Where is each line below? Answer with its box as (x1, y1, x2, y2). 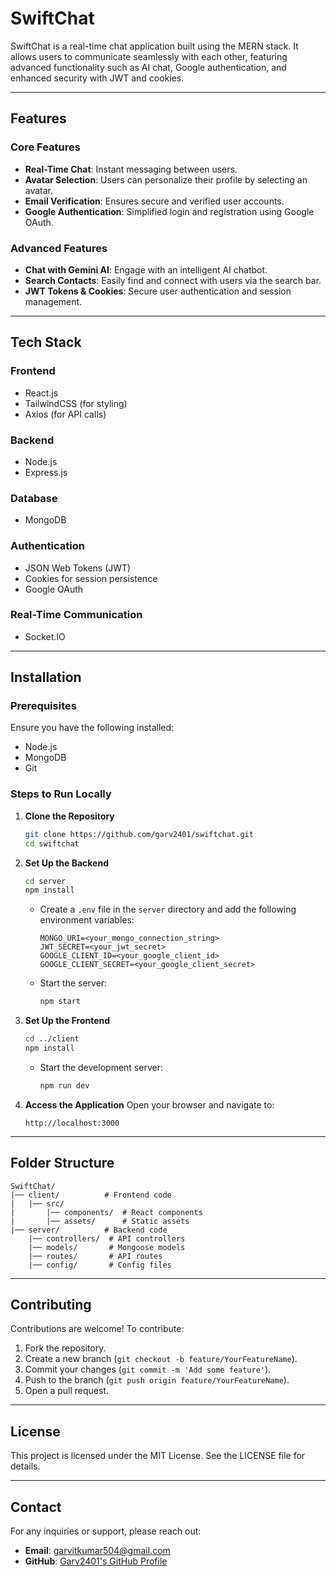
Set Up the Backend (24, 857, 109, 869)
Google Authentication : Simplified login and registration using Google (24, 205, 315, 217)
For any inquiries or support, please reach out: (10, 1525, 202, 1537)
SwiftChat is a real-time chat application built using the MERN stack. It (10, 40, 299, 52)
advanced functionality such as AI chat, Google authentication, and (10, 61, 287, 73)
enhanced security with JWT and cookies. (10, 72, 185, 84)
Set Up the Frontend (24, 1015, 111, 1027)
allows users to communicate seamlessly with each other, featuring (10, 50, 288, 62)
